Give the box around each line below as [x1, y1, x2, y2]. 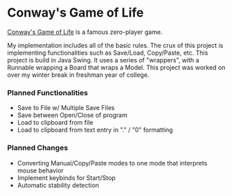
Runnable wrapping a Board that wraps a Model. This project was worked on [7, 63, 226, 71]
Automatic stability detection [17, 181, 99, 189]
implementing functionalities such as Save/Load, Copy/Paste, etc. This [7, 48, 208, 57]
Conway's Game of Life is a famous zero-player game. [7, 28, 163, 36]
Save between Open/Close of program [17, 111, 128, 119]
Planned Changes [7, 143, 69, 153]
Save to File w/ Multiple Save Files [17, 104, 115, 112]
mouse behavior [17, 166, 64, 175]
